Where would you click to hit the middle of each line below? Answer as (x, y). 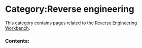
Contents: (17, 41)
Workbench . (18, 28)
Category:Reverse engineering (70, 9)
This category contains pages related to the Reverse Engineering (71, 23)
